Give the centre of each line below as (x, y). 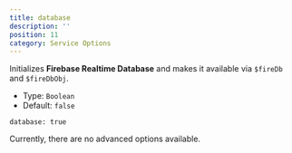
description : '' (40, 26)
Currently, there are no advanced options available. (105, 139)
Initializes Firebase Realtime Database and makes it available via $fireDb (146, 69)
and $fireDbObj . (39, 79)
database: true (38, 122)
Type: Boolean (49, 96)
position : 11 (34, 34)
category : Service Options (60, 43)
